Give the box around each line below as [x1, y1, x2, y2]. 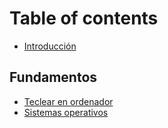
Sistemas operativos [23, 106, 109, 118]
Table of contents [9, 7, 159, 30]
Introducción [23, 40, 77, 52]
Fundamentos [9, 69, 98, 86]
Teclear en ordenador [23, 95, 114, 107]
